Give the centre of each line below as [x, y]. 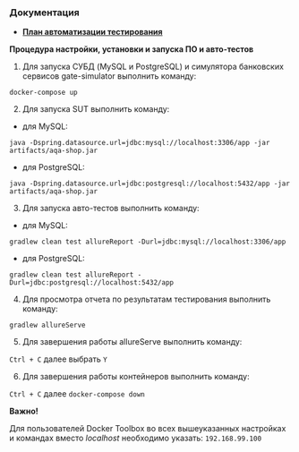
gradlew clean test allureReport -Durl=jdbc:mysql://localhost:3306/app [148, 242]
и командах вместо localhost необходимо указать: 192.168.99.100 [136, 438]
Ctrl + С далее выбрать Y [58, 359]
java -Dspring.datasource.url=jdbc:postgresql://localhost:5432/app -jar [150, 184]
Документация [44, 13]
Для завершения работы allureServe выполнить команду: [132, 342]
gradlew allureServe [48, 325]
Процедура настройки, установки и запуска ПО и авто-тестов [132, 49]
